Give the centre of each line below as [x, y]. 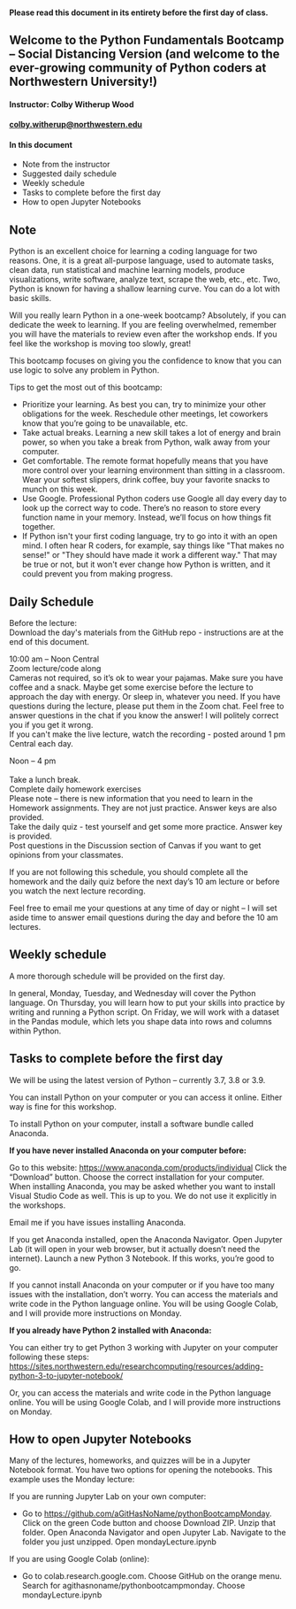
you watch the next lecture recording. [77, 891]
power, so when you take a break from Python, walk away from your [146, 442]
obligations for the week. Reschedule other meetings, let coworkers [145, 414]
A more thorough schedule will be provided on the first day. [117, 976]
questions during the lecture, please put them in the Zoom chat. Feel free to [147, 706]
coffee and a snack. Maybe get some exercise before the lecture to [131, 687]
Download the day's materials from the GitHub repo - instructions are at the [147, 632]
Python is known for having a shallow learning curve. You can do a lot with [144, 289]
